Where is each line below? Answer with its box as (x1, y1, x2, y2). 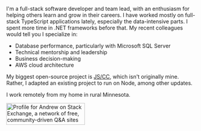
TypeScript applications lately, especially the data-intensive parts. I (21, 18, 188, 25)
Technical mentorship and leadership (14, 49, 107, 56)
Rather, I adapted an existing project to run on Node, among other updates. (6, 79, 193, 87)
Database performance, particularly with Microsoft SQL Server (14, 42, 171, 49)
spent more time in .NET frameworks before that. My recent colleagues (6, 24, 183, 31)
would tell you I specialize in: (6, 31, 78, 38)
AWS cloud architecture (14, 61, 74, 69)
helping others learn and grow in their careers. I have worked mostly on (6, 11, 184, 19)
